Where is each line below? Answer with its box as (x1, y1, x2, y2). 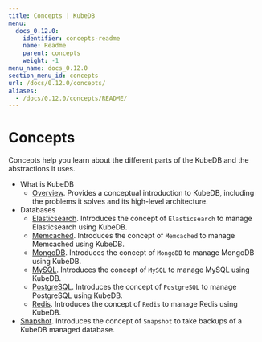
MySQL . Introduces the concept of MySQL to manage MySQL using (31, 265, 251, 274)
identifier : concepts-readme (23, 34, 121, 43)
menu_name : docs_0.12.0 (8, 64, 88, 72)
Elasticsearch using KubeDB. (31, 222, 128, 232)
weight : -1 (23, 57, 59, 65)
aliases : (8, 86, 38, 95)
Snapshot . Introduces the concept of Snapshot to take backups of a (19, 316, 243, 326)
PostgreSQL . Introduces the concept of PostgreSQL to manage (31, 282, 237, 292)
